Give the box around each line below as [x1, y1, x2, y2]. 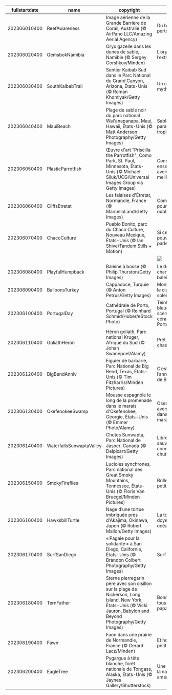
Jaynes [105, 676, 121, 683]
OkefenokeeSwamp [47, 408, 89, 414]
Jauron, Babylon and [105, 608, 149, 614]
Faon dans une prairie [105, 631, 152, 637]
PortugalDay [47, 310, 73, 317]
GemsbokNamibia [47, 51, 84, 58]
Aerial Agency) [105, 36, 137, 42]
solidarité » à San [105, 541, 142, 546]
